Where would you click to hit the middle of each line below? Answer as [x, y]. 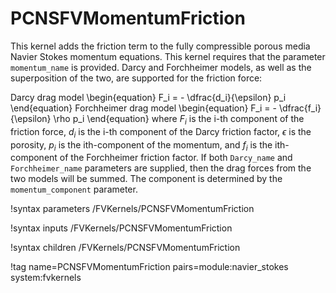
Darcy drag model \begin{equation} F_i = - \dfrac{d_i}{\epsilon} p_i [148, 97]
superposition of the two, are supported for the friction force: [136, 78]
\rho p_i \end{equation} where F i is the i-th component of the [179, 119]
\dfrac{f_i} [300, 108]
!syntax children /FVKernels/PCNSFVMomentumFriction [125, 248]
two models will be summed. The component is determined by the [146, 179]
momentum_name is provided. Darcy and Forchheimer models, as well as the [161, 67]
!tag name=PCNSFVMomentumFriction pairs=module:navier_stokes [149, 267]
